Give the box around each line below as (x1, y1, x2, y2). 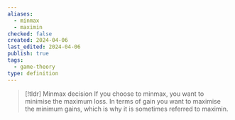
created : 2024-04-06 (7, 37, 69, 44)
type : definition (7, 70, 59, 77)
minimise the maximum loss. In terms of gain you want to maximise (24, 97, 222, 105)
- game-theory (13, 63, 55, 70)
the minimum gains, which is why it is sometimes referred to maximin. (24, 104, 229, 113)
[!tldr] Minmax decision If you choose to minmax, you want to (24, 89, 204, 98)
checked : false (7, 30, 53, 38)
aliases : (7, 10, 33, 18)
